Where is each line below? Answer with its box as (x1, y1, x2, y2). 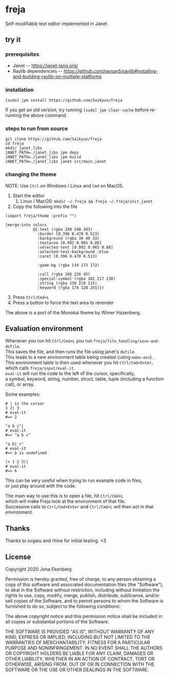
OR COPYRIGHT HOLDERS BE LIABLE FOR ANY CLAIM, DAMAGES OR (5, 650, 154, 657)
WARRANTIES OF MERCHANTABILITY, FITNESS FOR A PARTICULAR (5, 639, 150, 645)
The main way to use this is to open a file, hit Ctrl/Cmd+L (5, 493, 124, 499)
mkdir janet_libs (5, 146, 43, 151)
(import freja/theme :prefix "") (5, 213, 77, 218)
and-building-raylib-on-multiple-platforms (12, 73, 102, 79)
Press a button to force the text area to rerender (12, 299, 114, 305)
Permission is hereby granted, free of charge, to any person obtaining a (5, 576, 156, 582)
